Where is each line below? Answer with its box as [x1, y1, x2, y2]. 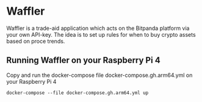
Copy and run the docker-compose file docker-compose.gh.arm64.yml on [6, 71, 193, 79]
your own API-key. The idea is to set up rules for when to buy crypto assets [6, 31, 197, 38]
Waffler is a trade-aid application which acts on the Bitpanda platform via [6, 24, 190, 32]
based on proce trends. [6, 37, 65, 45]
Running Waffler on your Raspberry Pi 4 [6, 55, 161, 65]
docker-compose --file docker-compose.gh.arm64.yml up [6, 90, 149, 96]
